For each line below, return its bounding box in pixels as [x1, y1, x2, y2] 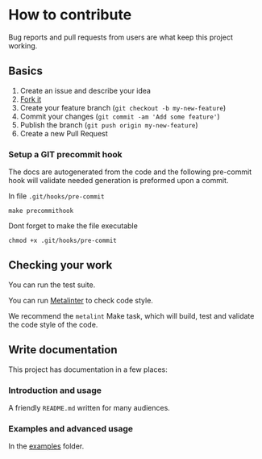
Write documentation [8, 343, 118, 357]
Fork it [19, 94, 42, 104]
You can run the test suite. [8, 280, 96, 290]
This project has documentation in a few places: [8, 365, 168, 374]
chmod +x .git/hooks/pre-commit [8, 236, 117, 245]
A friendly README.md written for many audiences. [8, 403, 171, 412]
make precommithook [8, 207, 74, 215]
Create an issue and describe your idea [19, 86, 152, 95]
